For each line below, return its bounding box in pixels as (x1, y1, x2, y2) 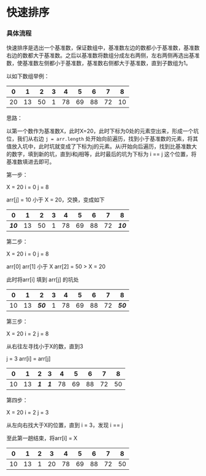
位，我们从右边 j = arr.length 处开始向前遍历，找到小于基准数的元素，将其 (6, 135, 199, 142)
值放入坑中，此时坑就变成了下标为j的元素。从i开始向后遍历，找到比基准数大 (6, 142, 197, 150)
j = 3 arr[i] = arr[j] (6, 355, 51, 362)
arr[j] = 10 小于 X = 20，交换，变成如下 (6, 196, 105, 203)
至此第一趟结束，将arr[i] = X (6, 434, 78, 442)
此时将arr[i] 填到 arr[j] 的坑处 (6, 276, 79, 283)
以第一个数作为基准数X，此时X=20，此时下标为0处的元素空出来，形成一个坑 (6, 127, 199, 135)
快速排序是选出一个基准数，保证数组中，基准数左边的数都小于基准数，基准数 (6, 44, 200, 52)
